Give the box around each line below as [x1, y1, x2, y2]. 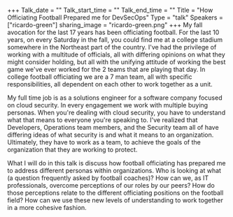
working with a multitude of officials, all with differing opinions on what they [7, 50, 225, 59]
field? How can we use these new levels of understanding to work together [7, 196, 224, 204]
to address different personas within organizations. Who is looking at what [7, 167, 222, 174]
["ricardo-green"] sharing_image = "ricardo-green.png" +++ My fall [7, 21, 203, 29]
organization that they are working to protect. [7, 146, 138, 154]
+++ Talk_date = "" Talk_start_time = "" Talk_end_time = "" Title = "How [7, 6, 213, 14]
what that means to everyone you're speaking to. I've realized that [7, 116, 198, 124]
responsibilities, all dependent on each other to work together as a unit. [7, 80, 213, 88]
